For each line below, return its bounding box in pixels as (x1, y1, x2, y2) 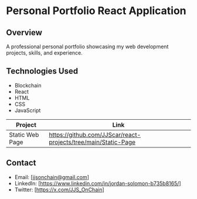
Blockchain (14, 82, 42, 89)
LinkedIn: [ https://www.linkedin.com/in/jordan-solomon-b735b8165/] (14, 180, 181, 187)
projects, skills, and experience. (6, 49, 83, 56)
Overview (6, 28, 43, 38)
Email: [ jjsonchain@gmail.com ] (14, 173, 90, 180)
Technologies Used (6, 66, 78, 76)
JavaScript (14, 107, 41, 114)
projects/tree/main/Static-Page (49, 138, 136, 146)
